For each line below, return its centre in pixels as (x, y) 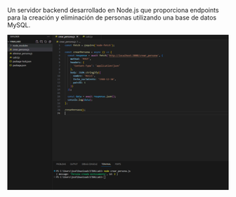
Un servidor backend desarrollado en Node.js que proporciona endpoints (113, 10)
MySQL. (19, 25)
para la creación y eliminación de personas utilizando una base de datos (112, 18)
